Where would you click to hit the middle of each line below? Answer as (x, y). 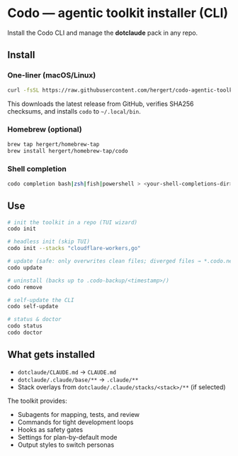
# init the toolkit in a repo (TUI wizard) (73, 222)
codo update (25, 268)
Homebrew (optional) (45, 129)
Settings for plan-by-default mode (67, 437)
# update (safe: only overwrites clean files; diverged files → (104, 261)
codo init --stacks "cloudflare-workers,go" (74, 249)
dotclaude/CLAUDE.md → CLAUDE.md (67, 371)
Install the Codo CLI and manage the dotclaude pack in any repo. (103, 33)
